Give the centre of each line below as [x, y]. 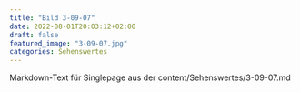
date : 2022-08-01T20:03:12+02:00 [73, 26]
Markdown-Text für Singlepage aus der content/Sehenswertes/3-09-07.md [150, 77]
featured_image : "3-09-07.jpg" [69, 43]
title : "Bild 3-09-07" [52, 18]
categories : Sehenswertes [58, 52]
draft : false [34, 35]
